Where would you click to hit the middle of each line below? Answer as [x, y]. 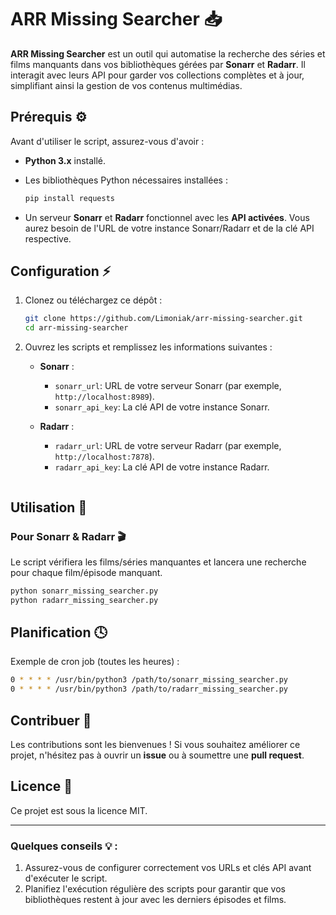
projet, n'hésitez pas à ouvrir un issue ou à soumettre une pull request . [157, 755]
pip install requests [69, 198]
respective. [48, 238]
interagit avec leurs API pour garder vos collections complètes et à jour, [157, 75]
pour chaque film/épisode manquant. [86, 572]
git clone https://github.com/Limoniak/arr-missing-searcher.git [163, 319]
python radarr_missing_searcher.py [84, 600]
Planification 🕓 [59, 632]
